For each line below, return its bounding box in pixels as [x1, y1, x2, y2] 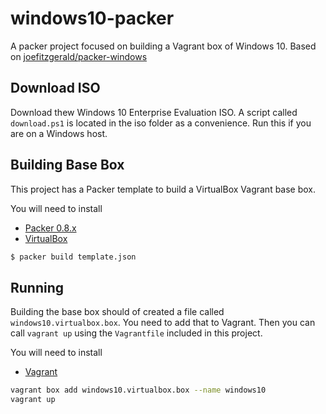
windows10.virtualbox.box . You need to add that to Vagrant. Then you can [10, 317, 316, 329]
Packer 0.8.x [24, 222, 77, 234]
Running [10, 279, 65, 296]
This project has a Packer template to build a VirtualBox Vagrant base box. [10, 183, 317, 195]
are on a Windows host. [10, 127, 108, 139]
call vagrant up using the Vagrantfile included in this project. [10, 327, 263, 339]
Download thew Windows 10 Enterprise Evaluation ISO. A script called [10, 106, 298, 118]
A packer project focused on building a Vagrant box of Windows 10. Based [10, 40, 317, 52]
